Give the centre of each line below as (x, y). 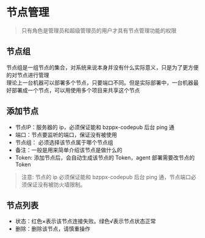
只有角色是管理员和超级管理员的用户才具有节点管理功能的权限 (99, 30)
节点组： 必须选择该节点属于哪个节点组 (64, 142)
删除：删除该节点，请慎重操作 (52, 229)
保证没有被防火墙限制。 (56, 184)
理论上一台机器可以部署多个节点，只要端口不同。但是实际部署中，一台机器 (100, 82)
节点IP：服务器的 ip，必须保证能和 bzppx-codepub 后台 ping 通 (95, 127)
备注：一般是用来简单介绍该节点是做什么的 (69, 150)
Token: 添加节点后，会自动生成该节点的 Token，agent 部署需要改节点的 (105, 157)
